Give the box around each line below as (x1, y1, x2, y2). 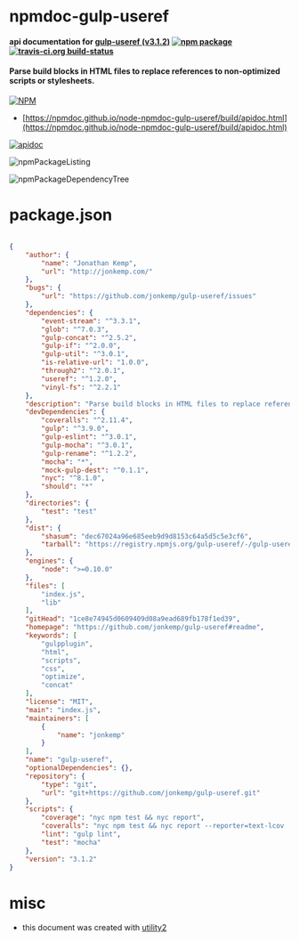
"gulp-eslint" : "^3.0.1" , (41, 433, 138, 442)
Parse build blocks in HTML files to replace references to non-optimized (9, 66, 280, 77)
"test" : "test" (41, 507, 98, 515)
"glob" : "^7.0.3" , (41, 325, 109, 334)
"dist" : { (25, 523, 62, 532)
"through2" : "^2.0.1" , (41, 367, 125, 376)
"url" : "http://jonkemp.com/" (41, 267, 153, 276)
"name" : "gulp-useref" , (25, 755, 114, 765)
